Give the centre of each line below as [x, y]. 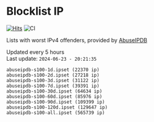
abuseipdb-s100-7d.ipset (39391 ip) [53, 86]
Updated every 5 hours [35, 52]
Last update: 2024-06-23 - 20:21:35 [51, 58]
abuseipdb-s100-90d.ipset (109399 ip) [56, 102]
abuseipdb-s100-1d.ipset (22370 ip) [53, 70]
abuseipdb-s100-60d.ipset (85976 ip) [54, 96]
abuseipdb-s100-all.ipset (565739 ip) [56, 112]
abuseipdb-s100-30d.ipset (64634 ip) [54, 91]
